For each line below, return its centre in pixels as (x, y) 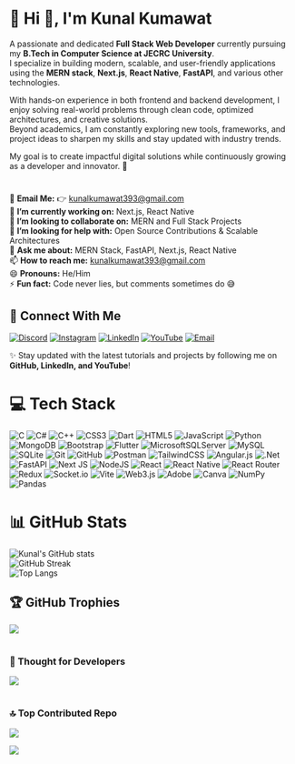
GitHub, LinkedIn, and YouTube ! (70, 365)
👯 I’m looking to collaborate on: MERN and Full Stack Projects (126, 221)
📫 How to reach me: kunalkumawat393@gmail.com (108, 261)
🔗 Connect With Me (65, 316)
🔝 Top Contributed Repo (64, 713)
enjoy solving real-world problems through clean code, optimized (132, 109)
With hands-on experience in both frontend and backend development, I (144, 100)
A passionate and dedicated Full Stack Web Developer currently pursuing (147, 44)
